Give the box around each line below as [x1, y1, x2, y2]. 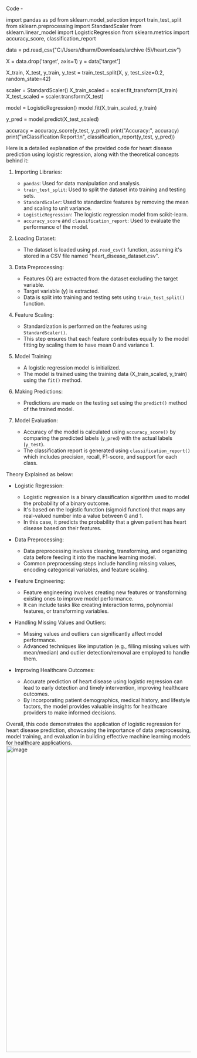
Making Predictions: [14, 388, 63, 395]
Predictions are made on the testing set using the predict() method [23, 399, 188, 406]
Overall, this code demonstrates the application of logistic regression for [6, 721, 181, 727]
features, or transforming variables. [23, 608, 109, 615]
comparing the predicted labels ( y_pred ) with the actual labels [23, 435, 173, 442]
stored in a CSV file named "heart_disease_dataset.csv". [23, 252, 159, 259]
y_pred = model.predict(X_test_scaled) [6, 116, 99, 123]
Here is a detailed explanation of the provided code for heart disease [6, 145, 172, 151]
